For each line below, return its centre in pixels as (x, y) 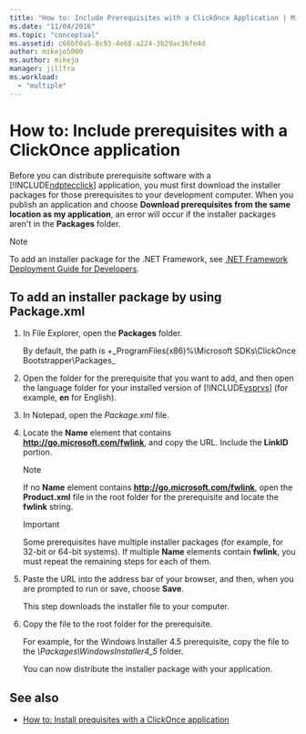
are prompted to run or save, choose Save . (103, 589)
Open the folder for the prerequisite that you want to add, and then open (158, 378)
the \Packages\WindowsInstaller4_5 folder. (103, 651)
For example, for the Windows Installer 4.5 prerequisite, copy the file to (156, 642)
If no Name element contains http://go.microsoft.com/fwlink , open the (158, 487)
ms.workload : (34, 77)
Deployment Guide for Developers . (74, 269)
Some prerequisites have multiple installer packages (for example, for (153, 542)
